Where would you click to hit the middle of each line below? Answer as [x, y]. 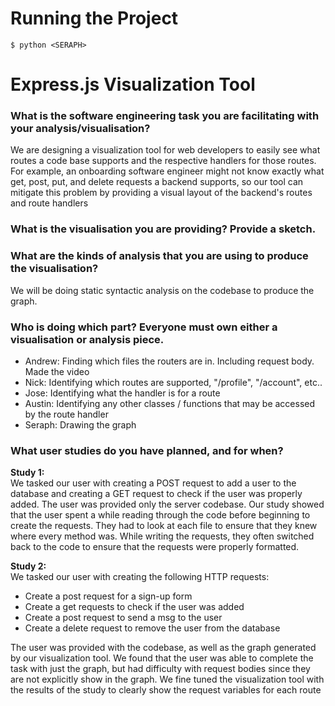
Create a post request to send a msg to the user [123, 618]
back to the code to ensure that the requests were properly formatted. [155, 547]
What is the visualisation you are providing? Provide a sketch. [163, 229]
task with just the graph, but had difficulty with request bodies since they [160, 669]
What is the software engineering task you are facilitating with [165, 116]
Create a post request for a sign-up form [108, 596]
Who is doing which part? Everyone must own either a [144, 327]
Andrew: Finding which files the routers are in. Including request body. [169, 361]
